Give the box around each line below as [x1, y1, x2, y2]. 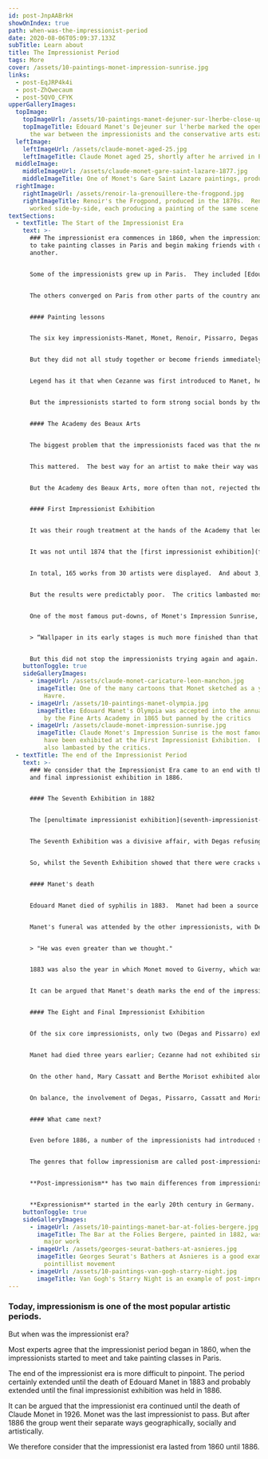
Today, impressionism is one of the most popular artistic [8, 1301, 231, 1312]
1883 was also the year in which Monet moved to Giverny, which [29, 965, 248, 973]
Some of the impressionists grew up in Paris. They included [29, 270, 241, 278]
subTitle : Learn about [8, 41, 84, 49]
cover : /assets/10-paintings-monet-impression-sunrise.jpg [8, 64, 209, 72]
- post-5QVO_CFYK [15, 93, 73, 101]
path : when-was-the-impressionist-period [8, 26, 148, 34]
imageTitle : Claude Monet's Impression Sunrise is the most [37, 729, 241, 737]
